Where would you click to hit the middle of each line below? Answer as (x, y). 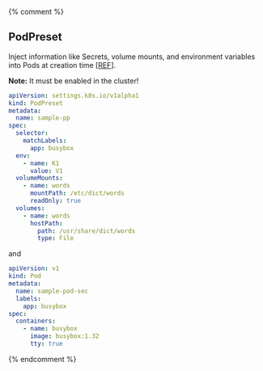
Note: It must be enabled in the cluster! (74, 81)
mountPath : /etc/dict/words (77, 193)
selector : (32, 133)
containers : (36, 321)
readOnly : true (55, 201)
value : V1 (46, 171)
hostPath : (46, 223)
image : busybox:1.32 (64, 336)
